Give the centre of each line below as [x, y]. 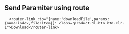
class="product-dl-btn [82, 23]
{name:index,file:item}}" [31, 23]
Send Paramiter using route [47, 8]
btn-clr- [116, 23]
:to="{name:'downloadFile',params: [73, 19]
